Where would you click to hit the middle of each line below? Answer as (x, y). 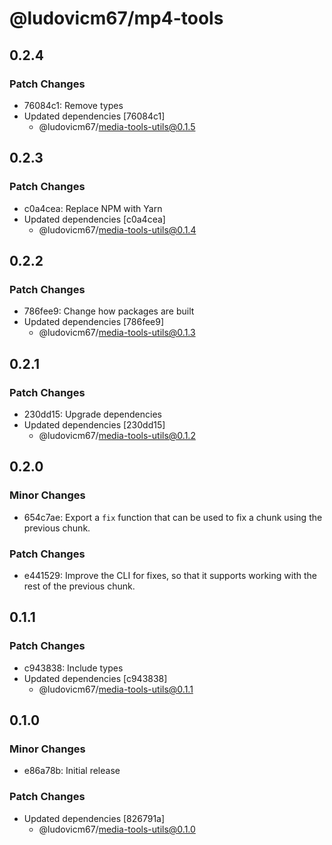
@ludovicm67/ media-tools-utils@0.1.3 (117, 333)
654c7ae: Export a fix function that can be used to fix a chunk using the (173, 517)
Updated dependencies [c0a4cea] (94, 219)
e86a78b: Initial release (72, 771)
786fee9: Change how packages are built (109, 311)
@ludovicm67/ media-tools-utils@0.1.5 (117, 126)
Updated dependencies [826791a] (94, 818)
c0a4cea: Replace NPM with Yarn (93, 208)
